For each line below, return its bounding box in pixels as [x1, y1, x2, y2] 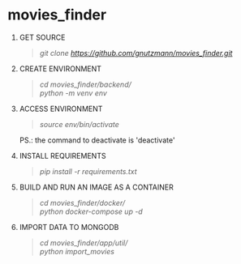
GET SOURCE [19, 32, 66, 42]
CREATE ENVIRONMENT [19, 63, 102, 74]
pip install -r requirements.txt [39, 166, 137, 176]
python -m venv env [39, 87, 107, 98]
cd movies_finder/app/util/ [39, 237, 128, 248]
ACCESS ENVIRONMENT [19, 104, 103, 113]
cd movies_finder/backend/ [39, 79, 131, 89]
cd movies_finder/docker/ [39, 198, 126, 207]
